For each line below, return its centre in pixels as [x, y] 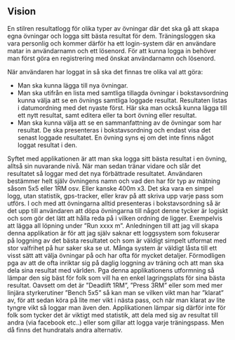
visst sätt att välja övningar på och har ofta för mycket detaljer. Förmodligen [116, 255]
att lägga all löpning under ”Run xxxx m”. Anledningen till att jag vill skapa [113, 225]
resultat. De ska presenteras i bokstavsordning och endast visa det [114, 130]
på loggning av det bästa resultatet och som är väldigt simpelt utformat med [117, 240]
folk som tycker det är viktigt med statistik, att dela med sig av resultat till [113, 315]
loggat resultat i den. [47, 145]
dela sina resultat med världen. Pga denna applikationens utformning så [111, 270]
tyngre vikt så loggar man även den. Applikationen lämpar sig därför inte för [116, 307]
